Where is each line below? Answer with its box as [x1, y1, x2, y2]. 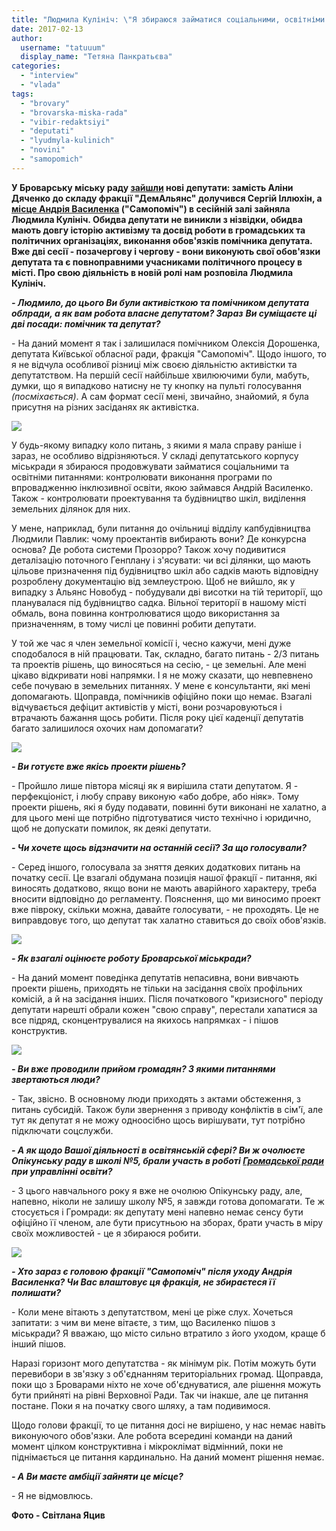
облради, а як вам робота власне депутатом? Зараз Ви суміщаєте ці [11, 307, 318, 319]
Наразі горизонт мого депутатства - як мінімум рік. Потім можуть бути [11, 1357, 317, 1369]
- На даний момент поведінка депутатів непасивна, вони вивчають [11, 971, 299, 983]
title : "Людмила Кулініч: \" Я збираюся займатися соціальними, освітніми [11, 14, 326, 25]
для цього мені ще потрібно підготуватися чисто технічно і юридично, [11, 811, 312, 823]
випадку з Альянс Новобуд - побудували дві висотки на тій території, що [11, 586, 323, 598]
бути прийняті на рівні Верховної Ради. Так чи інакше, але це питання [11, 1389, 309, 1401]
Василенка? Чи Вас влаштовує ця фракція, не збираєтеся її [11, 1276, 276, 1288]
